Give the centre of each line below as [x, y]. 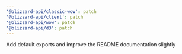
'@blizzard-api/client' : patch [45, 17]
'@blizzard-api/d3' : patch [39, 28]
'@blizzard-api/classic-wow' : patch [51, 11]
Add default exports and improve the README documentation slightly [91, 45]
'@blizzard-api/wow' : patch [41, 22]
